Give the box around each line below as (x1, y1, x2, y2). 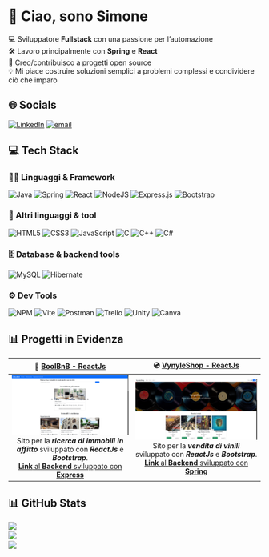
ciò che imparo (8, 75, 58, 85)
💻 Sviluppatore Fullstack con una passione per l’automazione (8, 34, 214, 43)
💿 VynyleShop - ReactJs (153, 360, 240, 370)
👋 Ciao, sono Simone (8, 7, 148, 26)
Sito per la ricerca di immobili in (17, 436, 124, 446)
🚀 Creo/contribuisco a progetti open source (8, 58, 152, 67)
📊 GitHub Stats (8, 496, 86, 511)
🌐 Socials (8, 98, 58, 112)
